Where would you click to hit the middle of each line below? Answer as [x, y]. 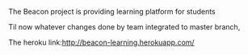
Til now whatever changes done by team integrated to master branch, [124, 27]
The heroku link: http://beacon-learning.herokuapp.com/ [102, 42]
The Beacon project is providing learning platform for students [112, 12]
